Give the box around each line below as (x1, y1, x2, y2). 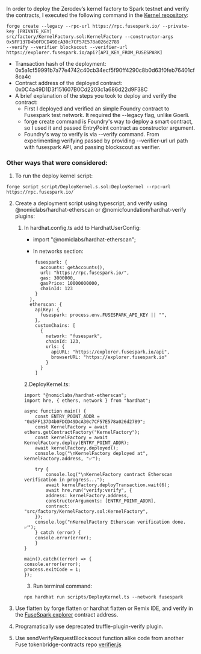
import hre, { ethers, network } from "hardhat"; (23, 398, 152, 404)
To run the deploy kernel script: (14, 172, 93, 180)
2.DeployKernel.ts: (23, 381, 70, 388)
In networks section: (32, 247, 84, 255)
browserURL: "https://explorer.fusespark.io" (51, 354, 167, 361)
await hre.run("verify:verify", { (45, 487, 132, 494)
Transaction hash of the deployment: (14, 60, 107, 67)
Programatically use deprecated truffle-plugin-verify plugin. (14, 623, 164, 630)
